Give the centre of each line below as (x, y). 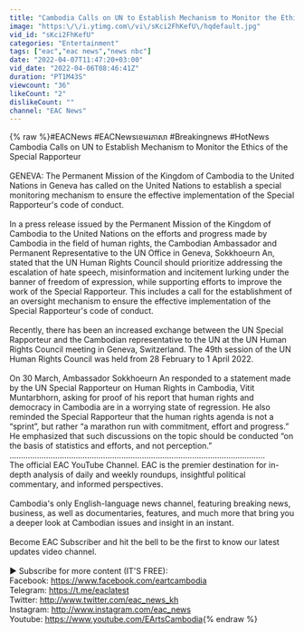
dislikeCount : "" (42, 102)
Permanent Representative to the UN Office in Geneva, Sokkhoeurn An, (142, 253)
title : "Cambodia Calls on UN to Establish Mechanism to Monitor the (143, 18)
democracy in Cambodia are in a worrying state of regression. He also (140, 407)
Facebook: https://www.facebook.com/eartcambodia (108, 580)
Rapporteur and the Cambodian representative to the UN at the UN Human (148, 340)
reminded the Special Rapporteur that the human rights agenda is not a (142, 417)
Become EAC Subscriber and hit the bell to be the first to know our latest (145, 542)
